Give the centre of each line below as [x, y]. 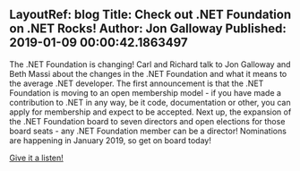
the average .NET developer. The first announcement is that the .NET [137, 83]
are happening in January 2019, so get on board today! [111, 140]
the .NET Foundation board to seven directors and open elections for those [147, 121]
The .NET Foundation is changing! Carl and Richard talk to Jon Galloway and [150, 64]
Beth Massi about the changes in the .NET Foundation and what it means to [148, 73]
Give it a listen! [37, 158]
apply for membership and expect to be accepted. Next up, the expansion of [150, 112]
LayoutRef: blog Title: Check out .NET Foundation [150, 15]
